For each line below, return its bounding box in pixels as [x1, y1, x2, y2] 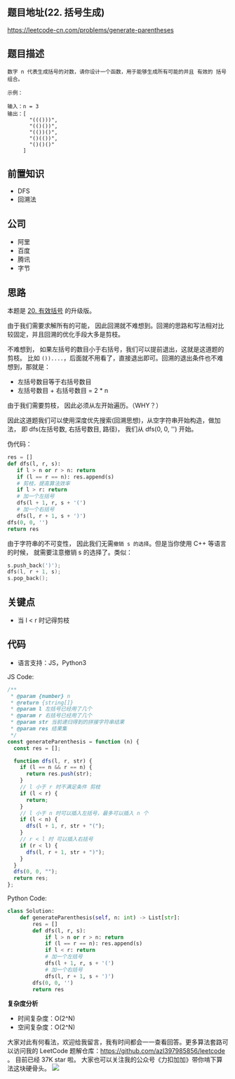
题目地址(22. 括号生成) [7, 6, 105, 19]
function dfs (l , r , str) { [13, 757, 93, 765]
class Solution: [7, 908, 55, 915]
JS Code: [7, 672, 34, 681]
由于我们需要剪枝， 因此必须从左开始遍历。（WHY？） [7, 401, 163, 410]
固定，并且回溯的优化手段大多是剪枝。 [13, 330, 124, 339]
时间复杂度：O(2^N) [17, 1014, 76, 1023]
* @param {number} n [10, 692, 71, 699]
